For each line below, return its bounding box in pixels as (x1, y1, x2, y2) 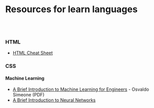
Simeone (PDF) (12, 92, 45, 98)
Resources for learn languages (5, 4, 138, 15)
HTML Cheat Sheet (12, 50, 53, 56)
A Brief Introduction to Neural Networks (12, 97, 96, 103)
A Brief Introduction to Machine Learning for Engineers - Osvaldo (12, 86, 149, 92)
